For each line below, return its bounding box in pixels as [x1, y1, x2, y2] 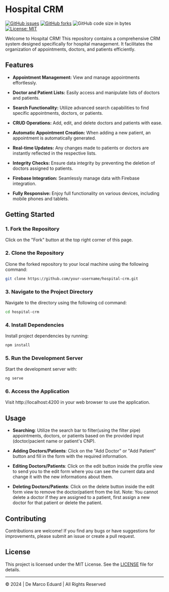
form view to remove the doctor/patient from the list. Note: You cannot [12, 489, 158, 495]
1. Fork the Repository [5, 225, 60, 233]
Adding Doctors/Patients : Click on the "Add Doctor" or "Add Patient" [12, 448, 156, 454]
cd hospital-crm [5, 309, 39, 314]
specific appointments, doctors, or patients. [12, 110, 103, 116]
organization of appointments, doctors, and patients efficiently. [5, 46, 136, 52]
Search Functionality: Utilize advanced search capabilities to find [12, 105, 149, 111]
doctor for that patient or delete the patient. [12, 499, 103, 506]
